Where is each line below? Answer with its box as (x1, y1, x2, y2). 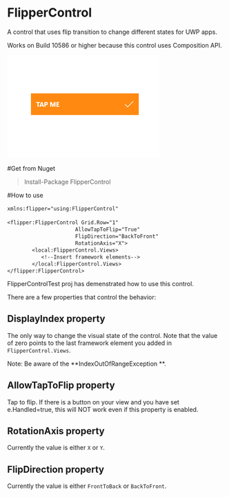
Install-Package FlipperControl (23, 178, 111, 186)
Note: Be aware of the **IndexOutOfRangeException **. (7, 359, 167, 368)
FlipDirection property (7, 463, 105, 475)
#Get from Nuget (7, 164, 55, 172)
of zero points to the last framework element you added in (7, 339, 172, 347)
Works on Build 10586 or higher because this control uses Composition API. (7, 41, 222, 49)
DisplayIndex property (7, 313, 106, 325)
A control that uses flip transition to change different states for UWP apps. (7, 28, 217, 36)
